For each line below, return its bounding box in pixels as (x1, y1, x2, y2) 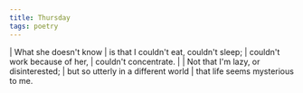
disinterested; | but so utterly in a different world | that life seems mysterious (9, 65, 294, 77)
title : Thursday (9, 13, 71, 23)
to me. (9, 75, 33, 86)
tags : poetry (9, 22, 59, 31)
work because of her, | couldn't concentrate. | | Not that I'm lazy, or (9, 56, 260, 67)
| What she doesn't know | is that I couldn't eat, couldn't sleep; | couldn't (9, 46, 280, 57)
